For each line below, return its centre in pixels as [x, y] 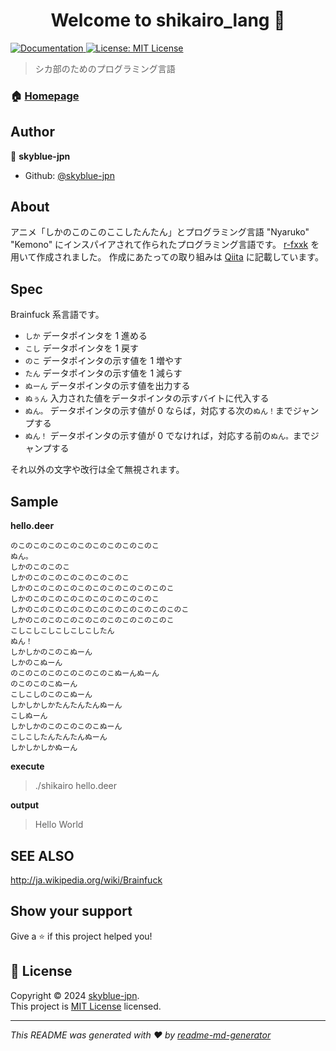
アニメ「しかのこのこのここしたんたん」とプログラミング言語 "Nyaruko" [160, 232]
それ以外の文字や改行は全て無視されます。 [97, 470]
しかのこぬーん [36, 663]
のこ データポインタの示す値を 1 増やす [103, 361]
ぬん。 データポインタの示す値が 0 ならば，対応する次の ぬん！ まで [158, 411]
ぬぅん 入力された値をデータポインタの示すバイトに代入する [147, 398]
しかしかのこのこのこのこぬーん [66, 727]
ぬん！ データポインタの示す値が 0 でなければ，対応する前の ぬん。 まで [167, 436]
